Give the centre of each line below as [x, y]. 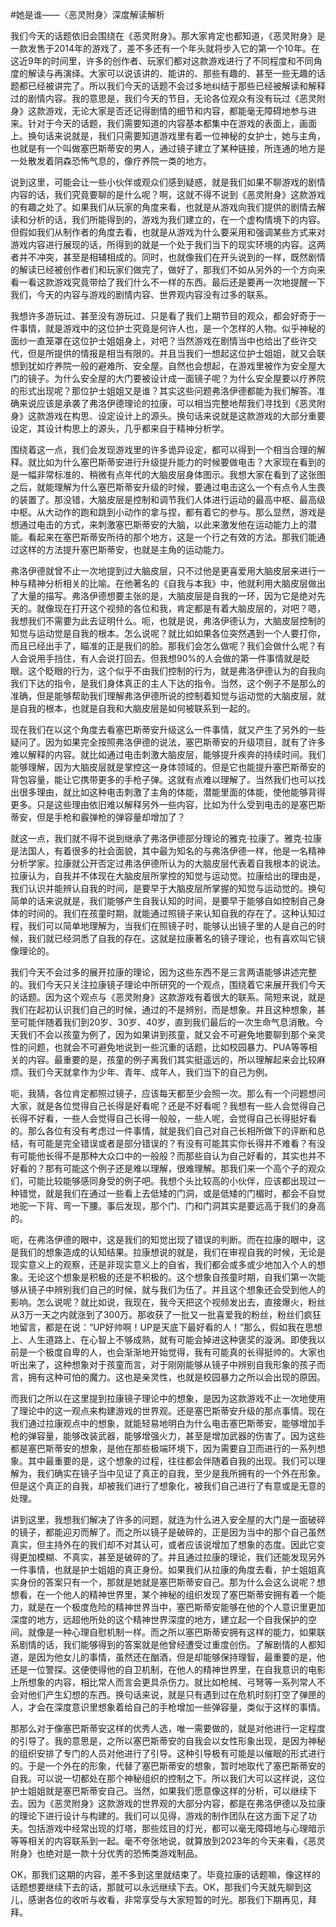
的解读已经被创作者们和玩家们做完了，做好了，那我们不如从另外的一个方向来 [168, 269]
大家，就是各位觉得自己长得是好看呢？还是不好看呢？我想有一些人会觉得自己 [168, 1106]
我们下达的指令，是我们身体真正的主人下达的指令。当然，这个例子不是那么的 [168, 683]
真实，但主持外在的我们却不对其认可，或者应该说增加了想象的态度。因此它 [163, 1544]
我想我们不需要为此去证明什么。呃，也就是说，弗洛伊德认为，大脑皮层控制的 [168, 621]
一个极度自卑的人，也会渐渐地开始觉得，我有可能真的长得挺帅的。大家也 [176, 1352]
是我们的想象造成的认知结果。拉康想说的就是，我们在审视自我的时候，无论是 [168, 1252]
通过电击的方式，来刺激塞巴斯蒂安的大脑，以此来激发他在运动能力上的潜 [167, 524]
